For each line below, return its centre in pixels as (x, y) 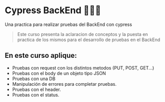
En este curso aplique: (41, 56)
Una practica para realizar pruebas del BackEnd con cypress (68, 24)
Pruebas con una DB (34, 79)
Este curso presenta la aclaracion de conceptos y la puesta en (82, 34)
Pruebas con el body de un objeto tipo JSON (59, 73)
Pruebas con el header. (37, 89)
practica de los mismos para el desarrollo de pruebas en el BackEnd (89, 40)
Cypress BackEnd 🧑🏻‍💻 (53, 10)
